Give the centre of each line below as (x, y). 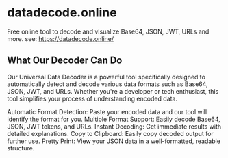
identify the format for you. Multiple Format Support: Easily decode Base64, (114, 119)
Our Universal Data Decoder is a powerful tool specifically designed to (106, 77)
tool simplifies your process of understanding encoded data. (92, 98)
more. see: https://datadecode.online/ (61, 38)
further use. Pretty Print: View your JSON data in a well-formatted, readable (114, 141)
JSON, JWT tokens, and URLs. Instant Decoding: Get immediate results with (114, 126)
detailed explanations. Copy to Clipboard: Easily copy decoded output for (111, 133)
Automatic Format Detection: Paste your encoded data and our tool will (107, 111)
